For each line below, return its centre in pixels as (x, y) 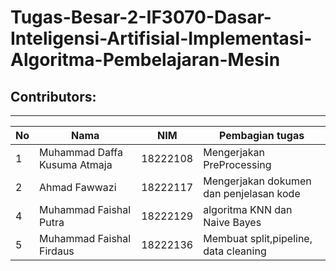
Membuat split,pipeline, (258, 238)
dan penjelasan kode (252, 193)
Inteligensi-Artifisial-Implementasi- (161, 38)
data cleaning (235, 251)
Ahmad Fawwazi (78, 187)
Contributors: (53, 96)
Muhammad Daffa (81, 152)
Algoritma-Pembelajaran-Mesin (145, 60)
